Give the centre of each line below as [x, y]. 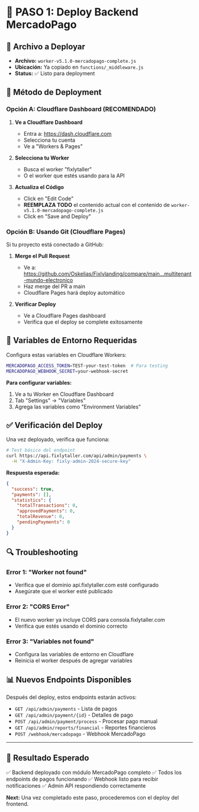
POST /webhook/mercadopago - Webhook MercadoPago [80, 734]
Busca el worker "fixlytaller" [58, 169]
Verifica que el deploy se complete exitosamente [83, 322]
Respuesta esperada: [33, 472]
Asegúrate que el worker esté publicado [64, 592]
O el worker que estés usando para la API [74, 175]
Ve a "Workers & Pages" [53, 146]
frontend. [17, 804]
